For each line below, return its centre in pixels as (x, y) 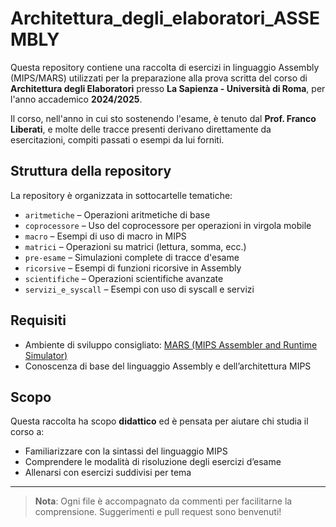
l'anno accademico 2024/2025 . (76, 99)
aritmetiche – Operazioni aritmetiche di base (117, 214)
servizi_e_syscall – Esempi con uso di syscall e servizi (139, 289)
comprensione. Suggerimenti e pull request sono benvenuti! (158, 512)
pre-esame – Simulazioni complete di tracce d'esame (132, 257)
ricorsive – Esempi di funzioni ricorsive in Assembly (133, 268)
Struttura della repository (91, 171)
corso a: (27, 432)
